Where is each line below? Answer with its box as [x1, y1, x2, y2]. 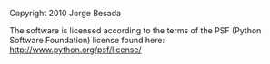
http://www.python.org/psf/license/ [9, 44, 143, 55]
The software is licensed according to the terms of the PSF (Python [9, 25, 262, 35]
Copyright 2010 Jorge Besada [9, 8, 121, 18]
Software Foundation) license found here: [9, 35, 165, 45]
